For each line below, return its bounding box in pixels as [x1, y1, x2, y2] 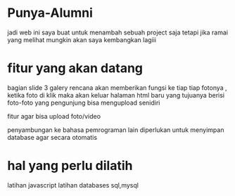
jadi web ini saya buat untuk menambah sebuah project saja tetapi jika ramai [7, 28, 229, 37]
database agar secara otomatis [7, 133, 97, 141]
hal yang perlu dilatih [7, 158, 133, 174]
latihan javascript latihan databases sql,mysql [7, 181, 139, 189]
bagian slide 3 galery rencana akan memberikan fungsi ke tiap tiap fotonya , [7, 83, 227, 92]
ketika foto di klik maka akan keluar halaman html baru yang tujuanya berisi [7, 91, 225, 99]
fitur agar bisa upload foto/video [7, 112, 101, 120]
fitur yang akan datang [7, 60, 143, 77]
